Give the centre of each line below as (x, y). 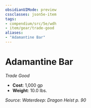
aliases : (14, 33)
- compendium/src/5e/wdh (31, 24)
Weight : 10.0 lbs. (30, 90)
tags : (11, 19)
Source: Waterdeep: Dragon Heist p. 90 (45, 100)
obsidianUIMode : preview (31, 10)
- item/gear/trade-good (30, 28)
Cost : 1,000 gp (28, 85)
